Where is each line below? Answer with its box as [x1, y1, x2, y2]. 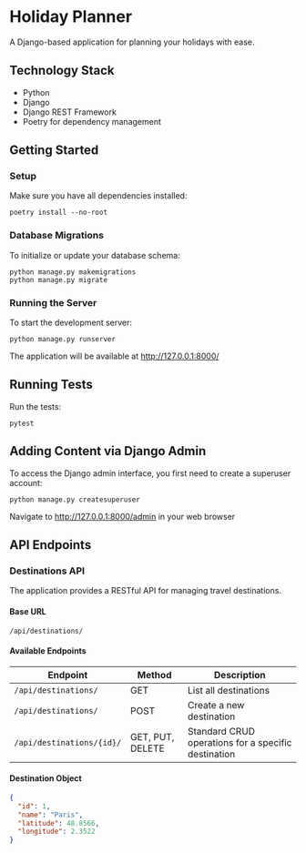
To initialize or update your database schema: [9, 249, 180, 260]
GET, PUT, [130, 730, 175, 743]
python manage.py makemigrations [9, 267, 137, 277]
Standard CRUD [188, 725, 256, 737]
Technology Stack [9, 63, 115, 78]
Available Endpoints [9, 645, 87, 656]
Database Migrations [9, 229, 105, 242]
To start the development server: [9, 317, 133, 329]
